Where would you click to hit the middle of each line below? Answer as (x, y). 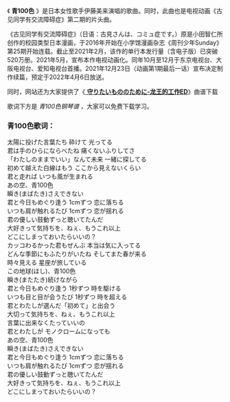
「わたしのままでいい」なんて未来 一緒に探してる (77, 159)
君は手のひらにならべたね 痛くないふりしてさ (71, 151)
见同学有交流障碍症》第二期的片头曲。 (61, 19)
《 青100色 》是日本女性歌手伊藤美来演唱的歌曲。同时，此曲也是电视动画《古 (115, 11)
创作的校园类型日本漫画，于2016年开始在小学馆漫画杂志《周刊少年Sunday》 (115, 43)
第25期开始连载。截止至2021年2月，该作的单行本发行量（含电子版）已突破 (113, 51)
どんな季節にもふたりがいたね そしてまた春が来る (77, 254)
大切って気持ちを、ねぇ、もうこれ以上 (61, 314)
